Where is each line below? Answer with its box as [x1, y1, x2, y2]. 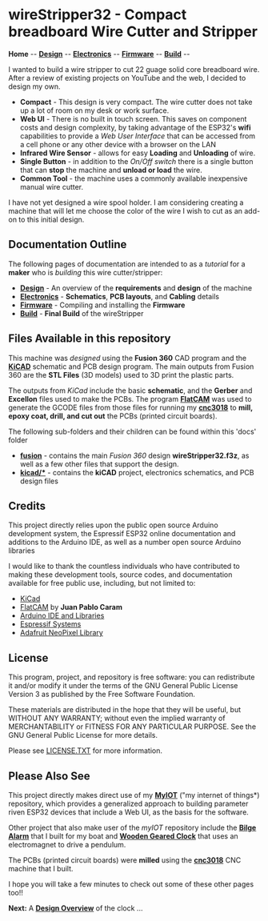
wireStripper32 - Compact [8, 6, 187, 24]
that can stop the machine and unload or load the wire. [19, 165, 202, 174]
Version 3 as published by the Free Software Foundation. [8, 690, 196, 699]
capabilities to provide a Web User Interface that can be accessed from [19, 130, 256, 141]
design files [19, 476, 58, 486]
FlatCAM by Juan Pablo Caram [19, 603, 122, 612]
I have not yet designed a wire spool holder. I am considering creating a [8, 198, 244, 207]
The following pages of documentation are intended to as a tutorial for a [8, 258, 246, 269]
